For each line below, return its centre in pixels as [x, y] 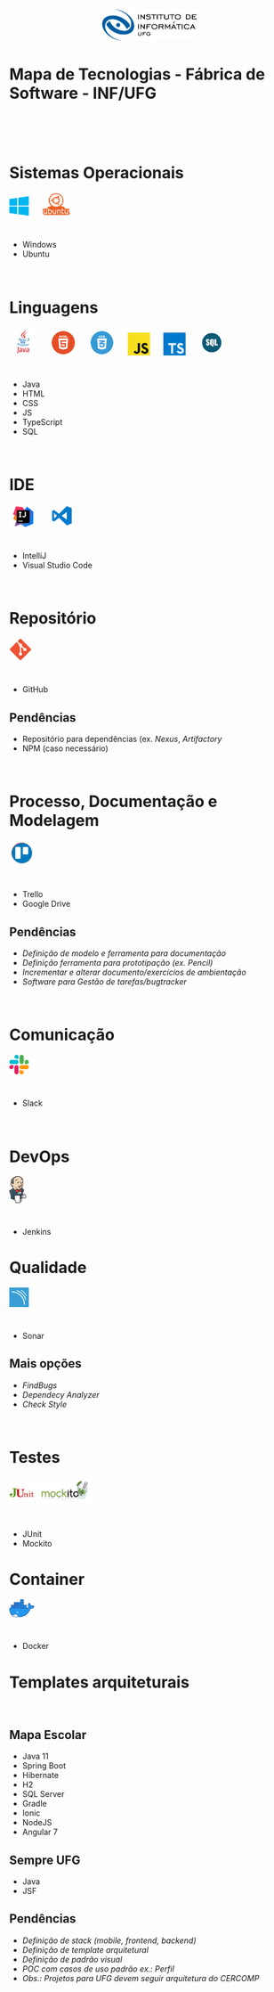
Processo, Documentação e [113, 802]
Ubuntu [36, 254]
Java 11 [35, 1756]
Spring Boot [44, 1766]
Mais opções [45, 1363]
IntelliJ [34, 555]
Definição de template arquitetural [85, 1949]
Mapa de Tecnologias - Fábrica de [137, 74]
